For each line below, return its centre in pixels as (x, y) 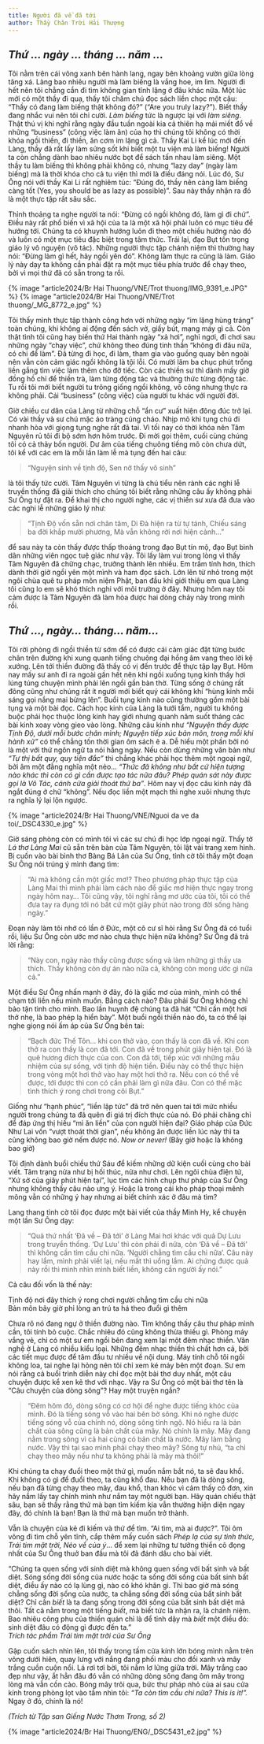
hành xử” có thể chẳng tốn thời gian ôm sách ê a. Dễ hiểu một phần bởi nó (128, 742)
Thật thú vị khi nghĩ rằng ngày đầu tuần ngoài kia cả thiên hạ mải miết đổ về (131, 124)
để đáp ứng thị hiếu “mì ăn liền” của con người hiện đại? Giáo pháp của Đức (130, 1123)
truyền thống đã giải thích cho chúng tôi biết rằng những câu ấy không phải (130, 492)
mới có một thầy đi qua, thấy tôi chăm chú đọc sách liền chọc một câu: (123, 98)
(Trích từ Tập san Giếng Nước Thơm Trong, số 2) (87, 1716)
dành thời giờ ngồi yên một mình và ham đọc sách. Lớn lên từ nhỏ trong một (131, 573)
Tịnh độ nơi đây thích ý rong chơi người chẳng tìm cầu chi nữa (108, 1300)
